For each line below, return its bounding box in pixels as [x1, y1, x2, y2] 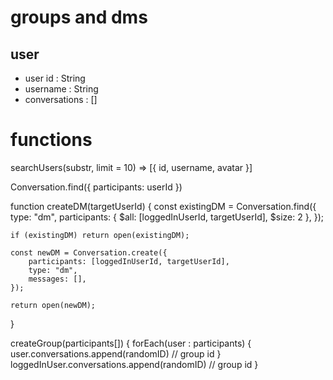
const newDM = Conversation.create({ [10, 247, 168, 258]
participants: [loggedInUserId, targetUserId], [28, 256, 230, 266]
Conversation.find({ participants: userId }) [10, 181, 183, 193]
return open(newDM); [10, 300, 97, 310]
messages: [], [28, 274, 87, 284]
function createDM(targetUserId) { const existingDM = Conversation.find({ [10, 200, 317, 212]
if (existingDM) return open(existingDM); [10, 230, 190, 240]
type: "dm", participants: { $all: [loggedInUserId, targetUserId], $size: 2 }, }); [10, 211, 324, 223]
